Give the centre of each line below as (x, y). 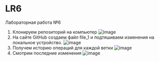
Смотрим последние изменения (47, 53)
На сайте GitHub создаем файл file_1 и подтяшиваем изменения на (83, 37)
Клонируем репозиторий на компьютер (55, 32)
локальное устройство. (37, 42)
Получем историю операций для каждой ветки (63, 48)
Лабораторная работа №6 (33, 22)
